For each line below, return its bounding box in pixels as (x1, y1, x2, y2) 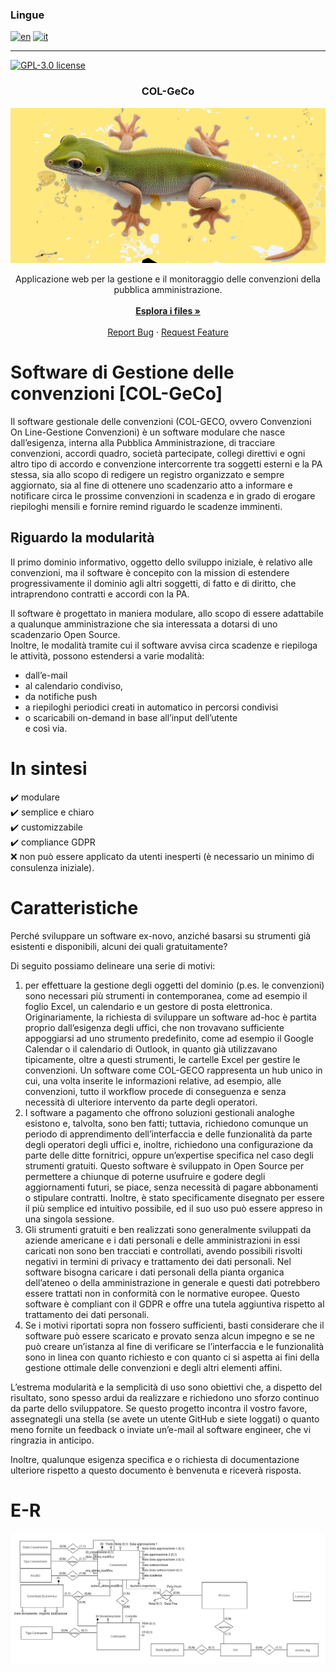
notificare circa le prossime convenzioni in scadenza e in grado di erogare (10, 490, 316, 502)
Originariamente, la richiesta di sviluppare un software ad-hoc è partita (24, 1011, 317, 1023)
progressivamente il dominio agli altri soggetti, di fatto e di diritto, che (10, 577, 297, 589)
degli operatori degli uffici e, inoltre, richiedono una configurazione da (24, 1138, 314, 1150)
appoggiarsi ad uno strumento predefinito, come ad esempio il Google (24, 1032, 314, 1044)
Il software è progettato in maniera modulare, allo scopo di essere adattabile (10, 607, 324, 619)
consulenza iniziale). (10, 861, 95, 873)
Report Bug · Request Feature (107, 326, 229, 338)
